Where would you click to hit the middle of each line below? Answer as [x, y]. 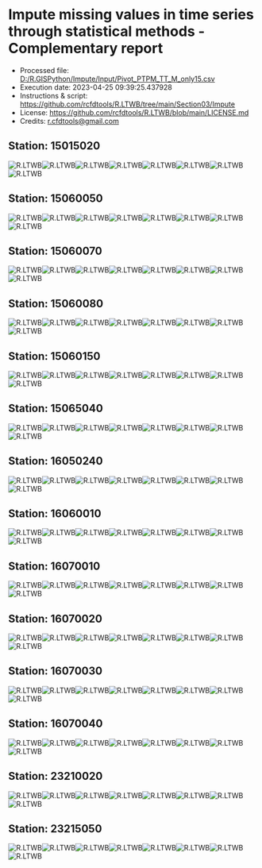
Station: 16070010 [54, 566]
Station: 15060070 [55, 251]
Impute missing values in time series [131, 15]
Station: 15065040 [56, 409]
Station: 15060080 [56, 303]
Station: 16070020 [56, 618]
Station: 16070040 [56, 724]
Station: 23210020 [56, 776]
